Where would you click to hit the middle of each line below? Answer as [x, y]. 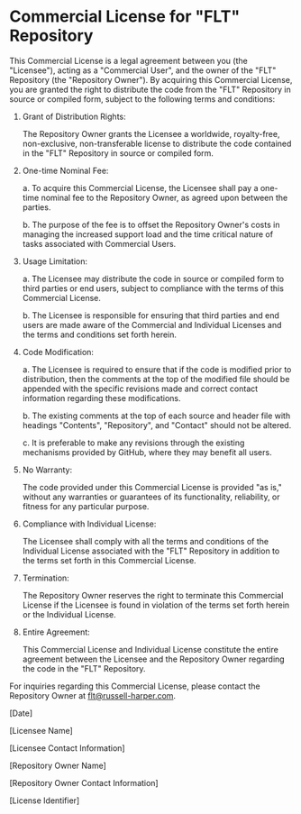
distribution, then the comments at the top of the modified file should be [156, 379]
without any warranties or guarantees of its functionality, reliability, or [151, 497]
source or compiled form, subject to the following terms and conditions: [142, 99]
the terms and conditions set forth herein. [100, 334]
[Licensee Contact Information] [67, 748]
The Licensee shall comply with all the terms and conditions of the [145, 541]
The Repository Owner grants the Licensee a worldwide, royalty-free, [151, 133]
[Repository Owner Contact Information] [84, 782]
